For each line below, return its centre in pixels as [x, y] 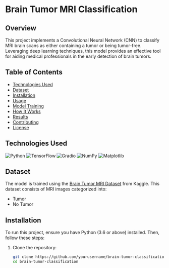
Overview [21, 28]
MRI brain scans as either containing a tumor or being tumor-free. [73, 46]
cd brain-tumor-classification [45, 262]
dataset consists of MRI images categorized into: [56, 189]
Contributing [25, 122]
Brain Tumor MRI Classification [71, 9]
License [21, 127]
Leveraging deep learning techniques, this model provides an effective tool [83, 51]
